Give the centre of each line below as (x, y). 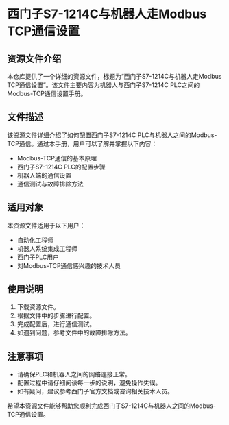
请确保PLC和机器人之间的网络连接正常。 (74, 374)
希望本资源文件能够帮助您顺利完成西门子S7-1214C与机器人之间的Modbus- (111, 406)
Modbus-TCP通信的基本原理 (57, 158)
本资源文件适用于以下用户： (46, 225)
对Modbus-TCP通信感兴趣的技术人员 (69, 265)
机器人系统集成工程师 (47, 248)
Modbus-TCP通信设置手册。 (47, 94)
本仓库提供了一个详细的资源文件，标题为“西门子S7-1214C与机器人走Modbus (114, 76)
